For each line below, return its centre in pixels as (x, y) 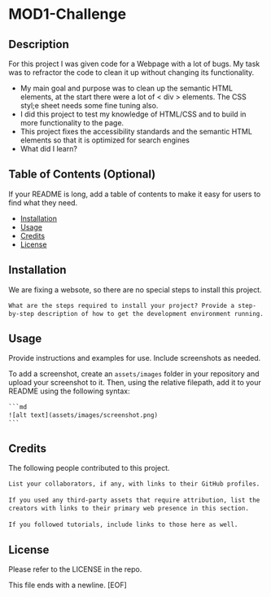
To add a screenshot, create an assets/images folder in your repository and (134, 374)
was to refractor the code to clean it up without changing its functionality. (131, 72)
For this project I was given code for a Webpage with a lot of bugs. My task (134, 64)
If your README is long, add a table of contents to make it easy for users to (135, 194)
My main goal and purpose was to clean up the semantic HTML (127, 88)
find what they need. (43, 202)
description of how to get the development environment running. (151, 314)
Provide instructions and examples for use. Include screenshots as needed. (135, 358)
